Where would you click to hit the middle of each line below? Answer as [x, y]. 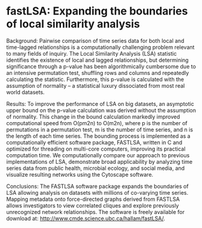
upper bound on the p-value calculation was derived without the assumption [101, 110]
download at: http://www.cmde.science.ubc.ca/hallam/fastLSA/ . [86, 218]
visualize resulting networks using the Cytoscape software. [80, 174]
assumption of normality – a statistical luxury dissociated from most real [96, 85]
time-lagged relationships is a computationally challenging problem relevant [100, 47]
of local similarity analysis [73, 24]
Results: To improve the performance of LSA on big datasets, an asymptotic [100, 103]
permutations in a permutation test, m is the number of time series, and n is [100, 129]
